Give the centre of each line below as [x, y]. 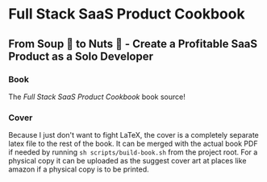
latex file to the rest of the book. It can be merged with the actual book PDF [133, 144]
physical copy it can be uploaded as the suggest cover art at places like [127, 161]
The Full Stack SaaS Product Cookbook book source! [97, 97]
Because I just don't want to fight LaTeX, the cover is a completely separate [134, 135]
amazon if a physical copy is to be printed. [79, 169]
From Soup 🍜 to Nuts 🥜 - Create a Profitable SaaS [133, 44]
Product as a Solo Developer [81, 56]
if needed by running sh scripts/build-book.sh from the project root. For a [133, 152]
